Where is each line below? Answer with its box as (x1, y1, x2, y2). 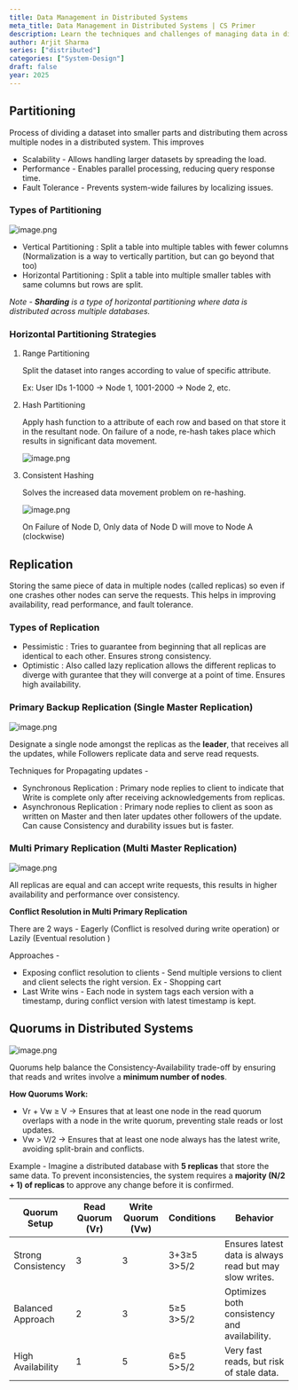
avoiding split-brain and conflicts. (21, 1143, 145, 1154)
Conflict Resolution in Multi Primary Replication (9, 906, 188, 916)
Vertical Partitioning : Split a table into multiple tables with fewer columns (21, 241, 289, 252)
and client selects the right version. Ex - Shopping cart (21, 977, 222, 987)
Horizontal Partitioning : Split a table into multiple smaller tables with (21, 270, 271, 280)
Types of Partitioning (9, 204, 102, 216)
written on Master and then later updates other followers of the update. (21, 811, 282, 821)
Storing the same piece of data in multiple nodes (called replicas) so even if (9, 580, 286, 591)
